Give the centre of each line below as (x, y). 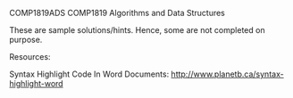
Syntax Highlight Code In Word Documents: (89, 74)
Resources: (30, 57)
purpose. (26, 40)
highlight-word (37, 83)
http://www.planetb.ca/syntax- (227, 74)
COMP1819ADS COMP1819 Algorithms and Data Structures (117, 13)
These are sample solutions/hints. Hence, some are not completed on (137, 30)
